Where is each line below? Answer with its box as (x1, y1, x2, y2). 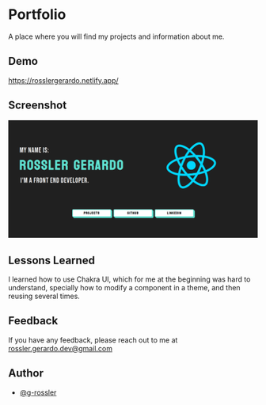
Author (8, 366, 44, 380)
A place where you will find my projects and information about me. (8, 32, 225, 41)
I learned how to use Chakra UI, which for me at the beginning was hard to (8, 274, 251, 284)
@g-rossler (19, 388, 57, 397)
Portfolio (8, 6, 66, 24)
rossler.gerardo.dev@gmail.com (8, 343, 113, 353)
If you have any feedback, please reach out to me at (8, 335, 178, 345)
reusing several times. (8, 291, 81, 301)
